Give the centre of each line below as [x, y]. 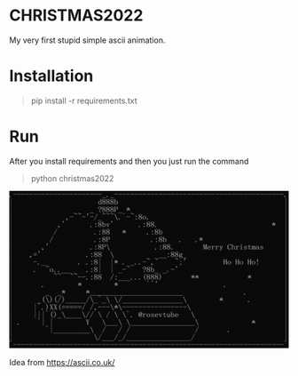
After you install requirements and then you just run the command [129, 161]
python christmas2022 [72, 178]
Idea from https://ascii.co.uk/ [62, 363]
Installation [51, 76]
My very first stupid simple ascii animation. [87, 40]
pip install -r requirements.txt [84, 100]
